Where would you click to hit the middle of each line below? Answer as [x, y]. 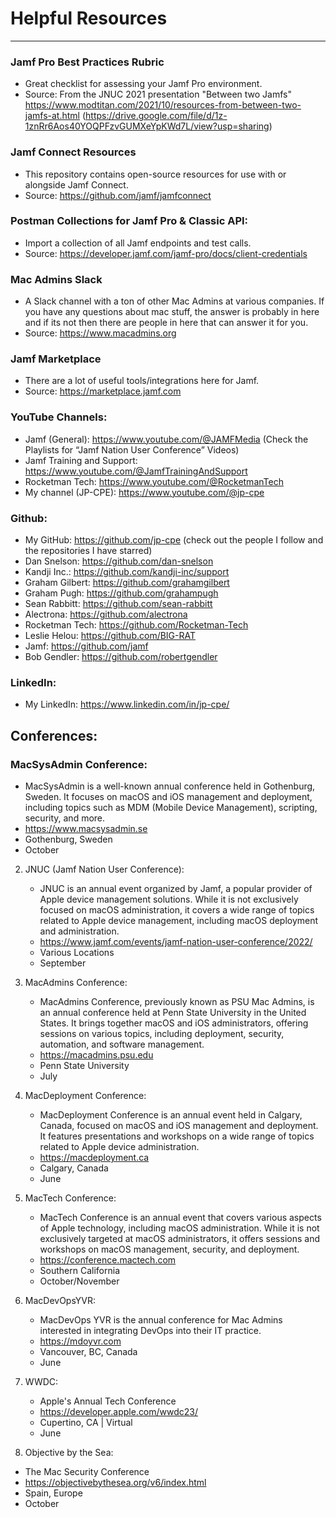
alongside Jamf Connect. [76, 184]
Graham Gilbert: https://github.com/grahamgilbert [127, 583]
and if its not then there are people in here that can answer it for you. [166, 323]
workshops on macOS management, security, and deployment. [169, 1249]
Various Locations [77, 952]
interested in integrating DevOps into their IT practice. [150, 1330]
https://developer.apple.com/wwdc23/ [119, 1411]
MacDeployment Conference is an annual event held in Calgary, [171, 1115]
